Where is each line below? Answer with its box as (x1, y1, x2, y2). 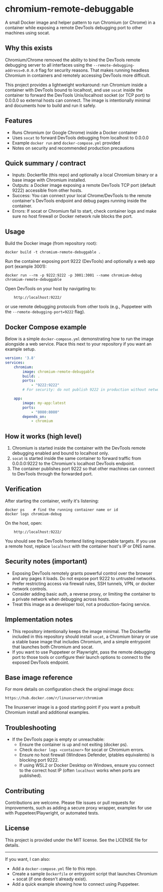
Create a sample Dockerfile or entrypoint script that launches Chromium (12, 871, 158, 876)
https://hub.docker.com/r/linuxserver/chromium (5, 696, 103, 701)
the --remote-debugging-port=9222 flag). (5, 309, 85, 315)
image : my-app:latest (22, 400, 66, 405)
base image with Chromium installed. (12, 177, 86, 183)
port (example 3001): (5, 264, 47, 270)
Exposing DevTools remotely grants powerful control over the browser (12, 570, 153, 576)
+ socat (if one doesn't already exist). (12, 876, 87, 882)
